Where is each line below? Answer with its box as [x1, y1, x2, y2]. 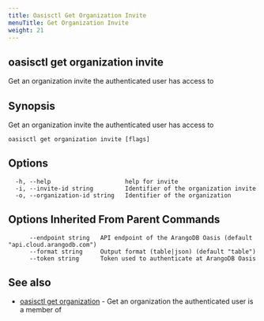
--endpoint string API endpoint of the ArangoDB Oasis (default [28, 233, 253, 241]
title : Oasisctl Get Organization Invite [8, 11, 147, 20]
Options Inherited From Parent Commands [8, 213, 221, 226]
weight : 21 [8, 26, 44, 34]
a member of [19, 305, 62, 315]
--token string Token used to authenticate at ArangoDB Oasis [28, 254, 257, 263]
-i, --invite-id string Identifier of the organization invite [15, 185, 257, 192]
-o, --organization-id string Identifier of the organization [15, 191, 232, 200]
